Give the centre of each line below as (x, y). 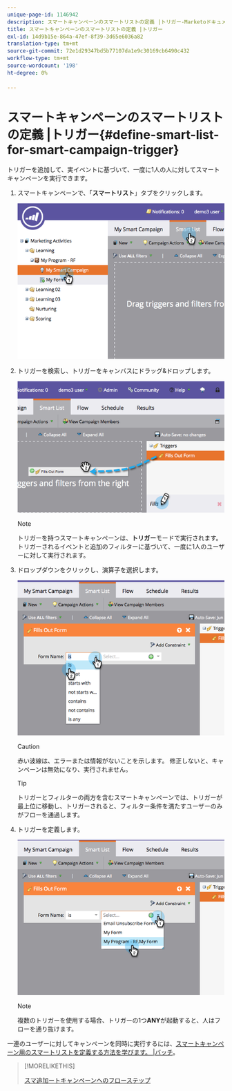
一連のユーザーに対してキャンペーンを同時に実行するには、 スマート (104, 1044)
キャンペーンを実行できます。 (49, 178)
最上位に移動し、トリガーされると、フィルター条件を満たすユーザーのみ (120, 806)
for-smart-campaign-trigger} (93, 150)
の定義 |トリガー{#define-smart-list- (113, 134)
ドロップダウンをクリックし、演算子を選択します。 (89, 569)
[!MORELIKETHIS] (49, 1066)
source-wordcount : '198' (43, 66)
